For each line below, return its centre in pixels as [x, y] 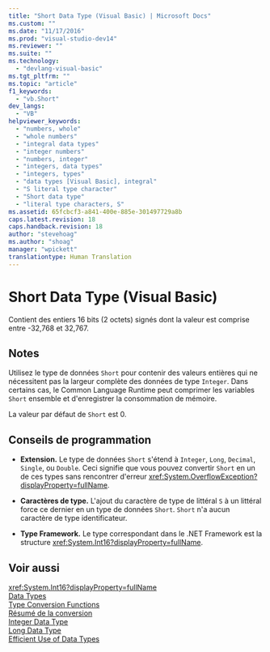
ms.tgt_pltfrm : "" [39, 76]
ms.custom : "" [32, 23]
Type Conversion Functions [54, 605]
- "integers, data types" [59, 167]
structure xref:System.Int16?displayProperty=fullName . [112, 543]
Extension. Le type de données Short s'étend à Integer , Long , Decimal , [138, 459]
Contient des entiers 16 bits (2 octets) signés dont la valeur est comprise [129, 319]
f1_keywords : [30, 91]
